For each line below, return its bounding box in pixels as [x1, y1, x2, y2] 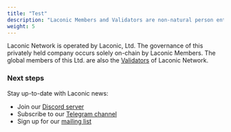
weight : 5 [7, 23, 36, 30]
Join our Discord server [16, 102, 85, 111]
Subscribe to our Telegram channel [16, 109, 117, 118]
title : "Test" [7, 10, 48, 17]
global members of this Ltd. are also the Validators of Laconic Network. [7, 56, 208, 65]
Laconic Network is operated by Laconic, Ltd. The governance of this [7, 42, 203, 50]
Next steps [7, 74, 45, 83]
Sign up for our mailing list [16, 117, 91, 125]
